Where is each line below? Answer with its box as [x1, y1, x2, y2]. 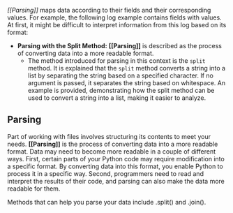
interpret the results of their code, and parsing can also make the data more [7, 177, 225, 185]
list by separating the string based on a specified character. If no [27, 71, 214, 80]
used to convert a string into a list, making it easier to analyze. [27, 94, 206, 102]
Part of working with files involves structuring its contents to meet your [7, 132, 211, 140]
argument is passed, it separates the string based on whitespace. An [27, 79, 225, 87]
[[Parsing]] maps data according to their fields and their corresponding [7, 6, 211, 14]
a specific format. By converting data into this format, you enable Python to [7, 162, 223, 170]
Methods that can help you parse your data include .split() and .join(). [7, 198, 206, 206]
